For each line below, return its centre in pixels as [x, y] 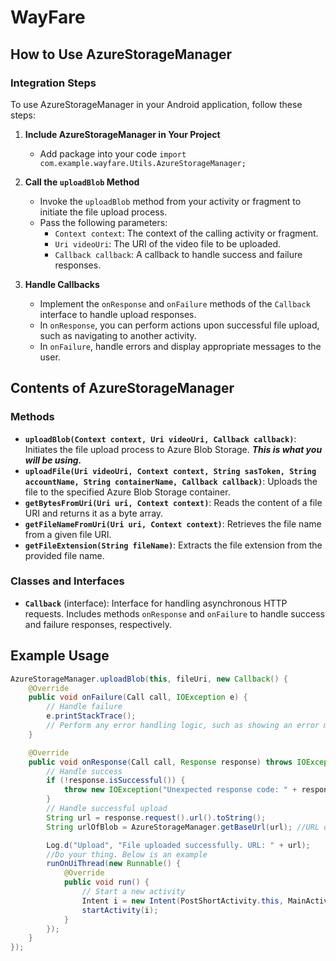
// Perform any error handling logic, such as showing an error [183, 726]
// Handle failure [84, 707]
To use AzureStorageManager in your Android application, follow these [156, 104]
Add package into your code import [113, 153]
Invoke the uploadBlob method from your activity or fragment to [170, 201]
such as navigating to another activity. [118, 335]
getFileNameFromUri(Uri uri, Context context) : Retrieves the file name [173, 523]
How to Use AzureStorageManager [121, 54]
